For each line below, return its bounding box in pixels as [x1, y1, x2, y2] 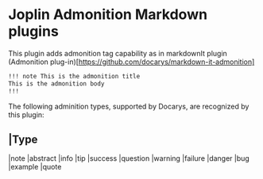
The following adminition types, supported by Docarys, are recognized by [8, 101, 249, 111]
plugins [8, 22, 60, 40]
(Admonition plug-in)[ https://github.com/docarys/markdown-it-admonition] [8, 57, 255, 67]
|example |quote [8, 162, 62, 172]
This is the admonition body [8, 79, 105, 88]
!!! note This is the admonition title [8, 72, 141, 80]
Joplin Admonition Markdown [8, 6, 208, 24]
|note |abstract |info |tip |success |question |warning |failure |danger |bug [8, 154, 250, 163]
